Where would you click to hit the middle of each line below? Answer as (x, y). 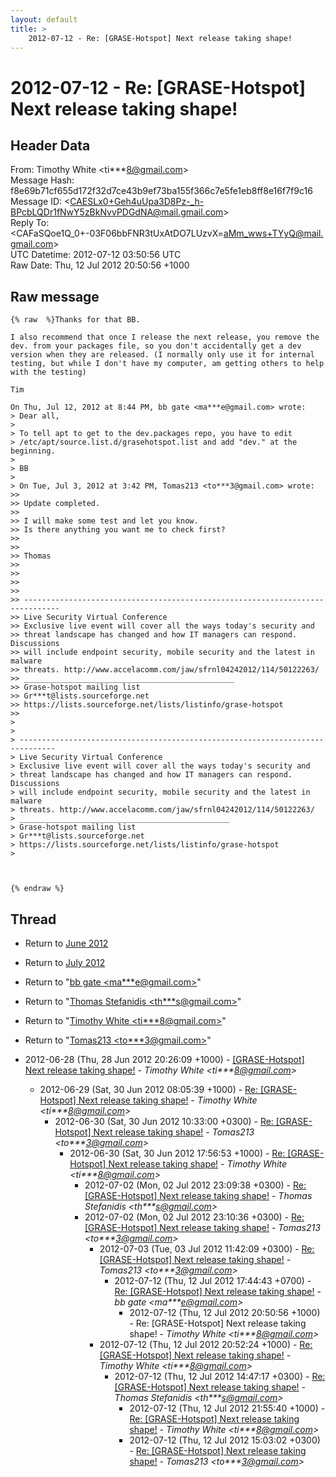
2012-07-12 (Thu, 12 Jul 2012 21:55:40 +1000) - (227, 1408)
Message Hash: (42, 180)
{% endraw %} (37, 889)
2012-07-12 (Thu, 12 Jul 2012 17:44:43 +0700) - (213, 1280)
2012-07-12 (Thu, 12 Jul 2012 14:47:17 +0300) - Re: (220, 1376)
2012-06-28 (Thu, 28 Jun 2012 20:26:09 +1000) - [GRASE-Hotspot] (164, 1059)
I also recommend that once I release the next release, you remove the (165, 337)
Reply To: (30, 223)
